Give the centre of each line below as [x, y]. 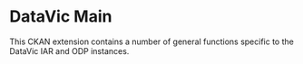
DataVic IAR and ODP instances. [69, 50]
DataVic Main [61, 17]
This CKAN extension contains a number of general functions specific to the [152, 41]
